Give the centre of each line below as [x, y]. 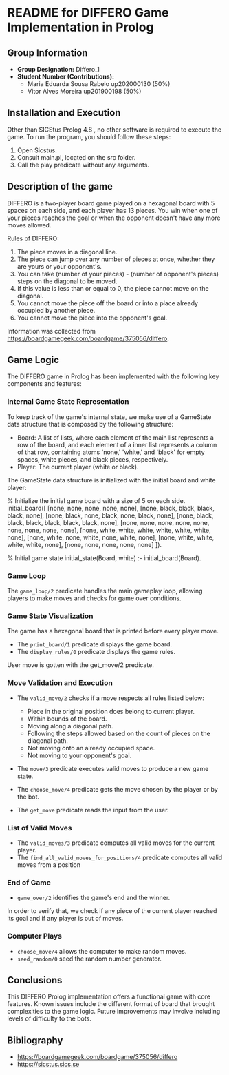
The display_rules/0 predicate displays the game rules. [96, 652]
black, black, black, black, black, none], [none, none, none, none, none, [108, 522]
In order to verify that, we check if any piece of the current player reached [112, 911]
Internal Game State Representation [68, 402]
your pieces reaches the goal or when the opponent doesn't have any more [114, 218]
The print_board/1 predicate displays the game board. [95, 644]
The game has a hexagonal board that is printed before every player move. [113, 631]
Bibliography [35, 1040]
